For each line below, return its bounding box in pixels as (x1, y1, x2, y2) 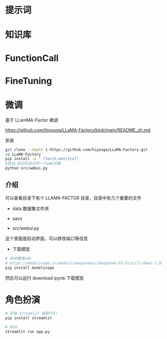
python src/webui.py (5, 166, 48, 171)
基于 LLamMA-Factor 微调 (5, 117, 58, 123)
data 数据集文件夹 (12, 205, 49, 211)
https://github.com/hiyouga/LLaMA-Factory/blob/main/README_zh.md (5, 127, 151, 133)
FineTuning (5, 75, 52, 86)
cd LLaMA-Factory (5, 152, 41, 157)
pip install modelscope (5, 265, 55, 270)
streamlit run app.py (5, 330, 50, 335)
